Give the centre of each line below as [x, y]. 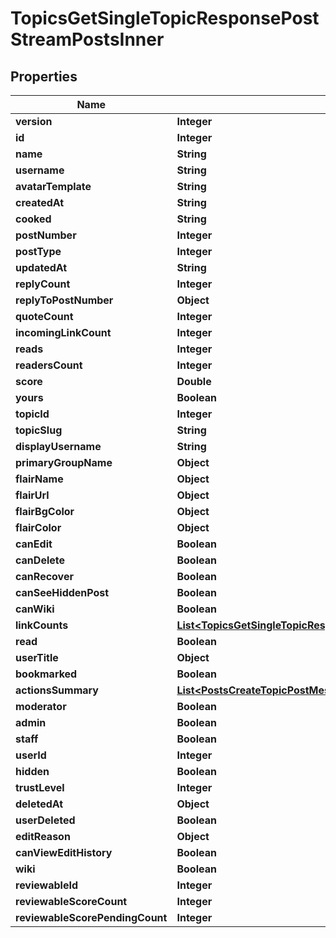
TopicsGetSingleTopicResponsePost [165, 18]
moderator [41, 706]
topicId [32, 414]
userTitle [37, 657]
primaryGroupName [64, 462]
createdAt [40, 202]
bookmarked [46, 674]
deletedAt [39, 804]
